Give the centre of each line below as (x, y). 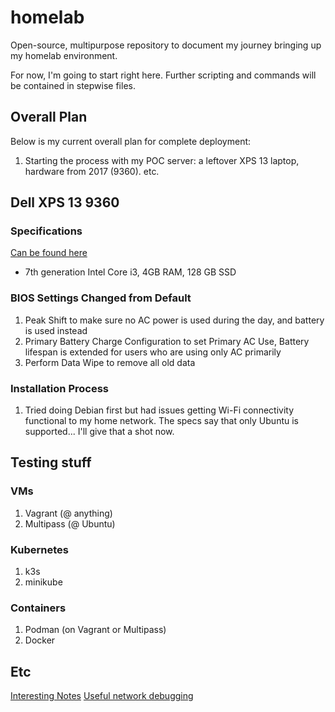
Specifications (46, 231)
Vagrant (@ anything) (68, 513)
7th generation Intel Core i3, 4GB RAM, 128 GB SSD (130, 272)
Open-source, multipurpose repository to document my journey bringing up (166, 45)
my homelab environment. (64, 55)
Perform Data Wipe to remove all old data (110, 362)
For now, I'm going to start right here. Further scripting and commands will (163, 75)
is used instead (56, 330)
